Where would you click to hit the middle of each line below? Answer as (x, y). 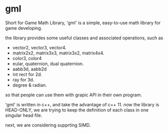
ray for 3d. (23, 80)
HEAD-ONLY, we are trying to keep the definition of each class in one (77, 110)
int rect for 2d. (27, 74)
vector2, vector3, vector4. (39, 47)
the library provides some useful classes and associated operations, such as (84, 38)
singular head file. (24, 115)
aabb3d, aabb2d (29, 69)
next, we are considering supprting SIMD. (48, 125)
